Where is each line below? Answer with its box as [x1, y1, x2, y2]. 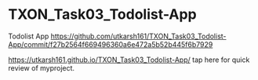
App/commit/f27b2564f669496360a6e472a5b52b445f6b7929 [8, 39, 213, 49]
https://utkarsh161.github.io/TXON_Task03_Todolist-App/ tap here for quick [8, 55, 250, 64]
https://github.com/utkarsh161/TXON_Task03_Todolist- [50, 31, 227, 41]
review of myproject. [8, 63, 75, 72]
